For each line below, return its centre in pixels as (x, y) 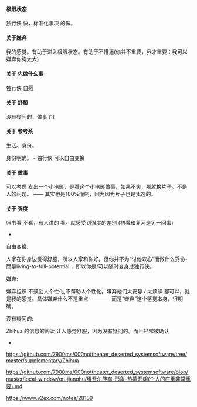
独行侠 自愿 (20, 88)
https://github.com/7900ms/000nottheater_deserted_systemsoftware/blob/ (97, 372)
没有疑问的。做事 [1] (30, 116)
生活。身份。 (21, 146)
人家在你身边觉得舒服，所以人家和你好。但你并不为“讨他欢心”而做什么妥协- (97, 259)
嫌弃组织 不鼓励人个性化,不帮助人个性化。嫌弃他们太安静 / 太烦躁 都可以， (95, 292)
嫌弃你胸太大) (23, 59)
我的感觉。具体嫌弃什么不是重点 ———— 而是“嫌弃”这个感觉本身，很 (94, 299)
